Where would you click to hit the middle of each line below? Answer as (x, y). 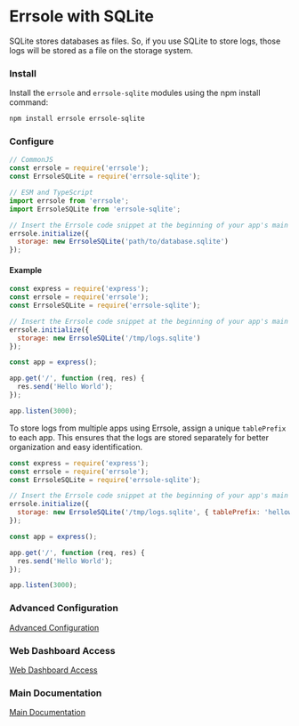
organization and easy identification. (76, 447)
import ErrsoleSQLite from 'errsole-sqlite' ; (95, 209)
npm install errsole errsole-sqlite (77, 119)
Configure (32, 141)
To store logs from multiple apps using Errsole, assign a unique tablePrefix (148, 428)
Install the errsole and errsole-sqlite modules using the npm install (135, 93)
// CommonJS (31, 160)
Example (26, 270)
